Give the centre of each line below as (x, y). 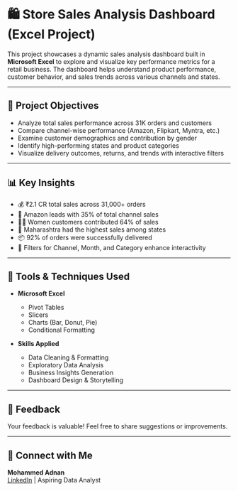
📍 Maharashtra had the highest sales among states (92, 230)
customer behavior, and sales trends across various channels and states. (114, 77)
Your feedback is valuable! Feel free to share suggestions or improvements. (118, 426)
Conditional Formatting (62, 330)
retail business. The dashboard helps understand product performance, (112, 69)
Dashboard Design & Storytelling (76, 380)
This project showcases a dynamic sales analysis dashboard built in (106, 54)
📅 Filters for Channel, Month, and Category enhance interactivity (112, 247)
